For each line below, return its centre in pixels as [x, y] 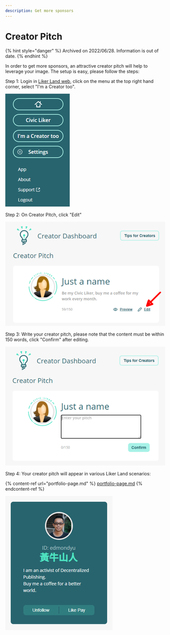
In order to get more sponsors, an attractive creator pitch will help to [77, 66]
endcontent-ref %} [25, 489]
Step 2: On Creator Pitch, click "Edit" [44, 215]
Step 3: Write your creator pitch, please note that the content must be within [85, 334]
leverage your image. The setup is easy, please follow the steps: [72, 71]
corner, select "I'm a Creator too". [40, 86]
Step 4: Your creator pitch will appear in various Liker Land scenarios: [78, 474]
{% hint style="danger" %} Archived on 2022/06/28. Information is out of [82, 50]
